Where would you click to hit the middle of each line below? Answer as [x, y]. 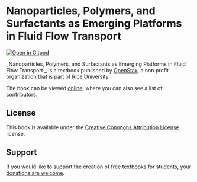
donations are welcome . [35, 173]
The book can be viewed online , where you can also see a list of [84, 88]
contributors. [22, 94]
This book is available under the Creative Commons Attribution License [93, 127]
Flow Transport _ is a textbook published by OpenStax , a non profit [88, 70]
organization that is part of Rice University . [58, 76]
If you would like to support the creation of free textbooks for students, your [98, 167]
